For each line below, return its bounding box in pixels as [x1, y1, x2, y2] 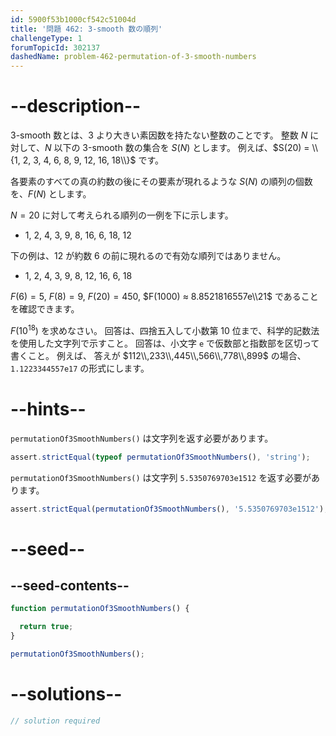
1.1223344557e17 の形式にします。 [10, 362, 150, 374]
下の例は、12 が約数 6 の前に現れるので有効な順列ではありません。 [10, 250, 287, 262]
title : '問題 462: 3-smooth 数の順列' [10, 24, 163, 34]
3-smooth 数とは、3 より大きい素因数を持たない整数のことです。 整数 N [10, 129, 308, 141]
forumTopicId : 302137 [10, 42, 101, 53]
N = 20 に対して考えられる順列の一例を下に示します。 [10, 209, 234, 221]
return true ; [19, 622, 74, 632]
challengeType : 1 [10, 33, 83, 43]
